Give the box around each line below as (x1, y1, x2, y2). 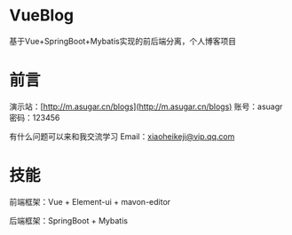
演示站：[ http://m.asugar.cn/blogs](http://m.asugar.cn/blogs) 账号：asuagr (9, 101, 283, 112)
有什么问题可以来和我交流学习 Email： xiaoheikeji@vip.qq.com (9, 130, 235, 142)
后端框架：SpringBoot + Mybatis (9, 215, 129, 226)
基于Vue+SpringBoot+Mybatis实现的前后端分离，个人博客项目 (9, 35, 237, 46)
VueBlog (9, 5, 74, 26)
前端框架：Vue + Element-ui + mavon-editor (9, 196, 171, 207)
